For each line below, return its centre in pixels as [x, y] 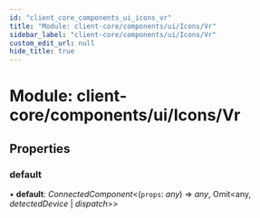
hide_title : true [42, 52]
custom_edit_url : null [52, 43]
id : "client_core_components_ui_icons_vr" [91, 18]
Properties [40, 149]
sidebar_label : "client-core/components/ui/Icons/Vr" [113, 34]
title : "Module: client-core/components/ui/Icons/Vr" [113, 26]
